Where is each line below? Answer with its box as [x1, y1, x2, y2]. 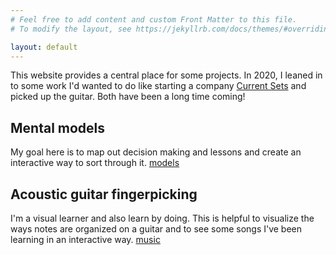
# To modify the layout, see [10, 24, 132, 34]
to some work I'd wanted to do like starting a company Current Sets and [10, 80, 307, 92]
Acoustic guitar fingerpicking [10, 186, 198, 203]
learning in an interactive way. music [10, 234, 161, 245]
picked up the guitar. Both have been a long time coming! [10, 91, 246, 103]
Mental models [10, 119, 106, 136]
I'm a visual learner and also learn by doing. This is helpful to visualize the [10, 212, 315, 224]
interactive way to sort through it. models [10, 157, 180, 169]
